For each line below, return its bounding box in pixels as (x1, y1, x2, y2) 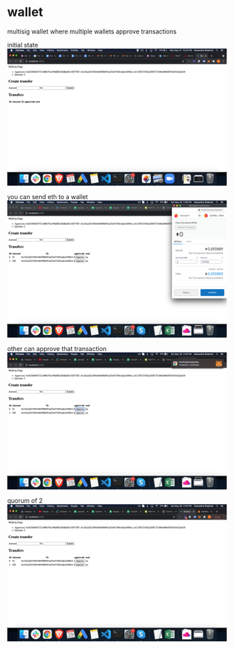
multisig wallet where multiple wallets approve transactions (7, 27, 177, 36)
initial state (7, 40, 38, 49)
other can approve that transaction (7, 344, 107, 352)
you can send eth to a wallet (7, 192, 88, 201)
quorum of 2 (7, 496, 43, 505)
